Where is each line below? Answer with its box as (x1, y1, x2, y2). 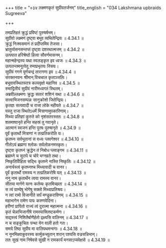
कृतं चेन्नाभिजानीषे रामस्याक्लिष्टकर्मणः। (5, 209, 65, 215)
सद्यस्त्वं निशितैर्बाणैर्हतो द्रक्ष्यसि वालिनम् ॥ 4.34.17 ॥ (5, 215, 88, 220)
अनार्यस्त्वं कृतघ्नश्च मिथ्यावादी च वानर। (5, 164, 67, 170)
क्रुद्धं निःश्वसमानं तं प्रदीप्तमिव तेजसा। (5, 41, 63, 47)
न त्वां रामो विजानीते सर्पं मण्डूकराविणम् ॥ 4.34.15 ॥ (5, 192, 88, 198)
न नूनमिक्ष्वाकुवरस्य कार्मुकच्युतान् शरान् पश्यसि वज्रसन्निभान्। (5, 232, 98, 237)
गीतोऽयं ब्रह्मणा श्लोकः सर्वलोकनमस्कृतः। (5, 142, 67, 147)
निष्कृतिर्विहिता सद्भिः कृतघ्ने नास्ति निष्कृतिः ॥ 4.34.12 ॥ (5, 158, 96, 164)
